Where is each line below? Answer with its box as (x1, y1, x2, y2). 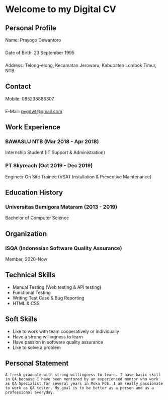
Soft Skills (5, 315, 38, 324)
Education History (5, 188, 63, 196)
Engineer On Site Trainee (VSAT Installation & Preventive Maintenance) (5, 173, 152, 180)
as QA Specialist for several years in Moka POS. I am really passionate (5, 381, 163, 386)
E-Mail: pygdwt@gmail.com (5, 108, 62, 114)
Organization (5, 229, 47, 238)
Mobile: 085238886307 (5, 95, 54, 102)
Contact (5, 82, 31, 91)
